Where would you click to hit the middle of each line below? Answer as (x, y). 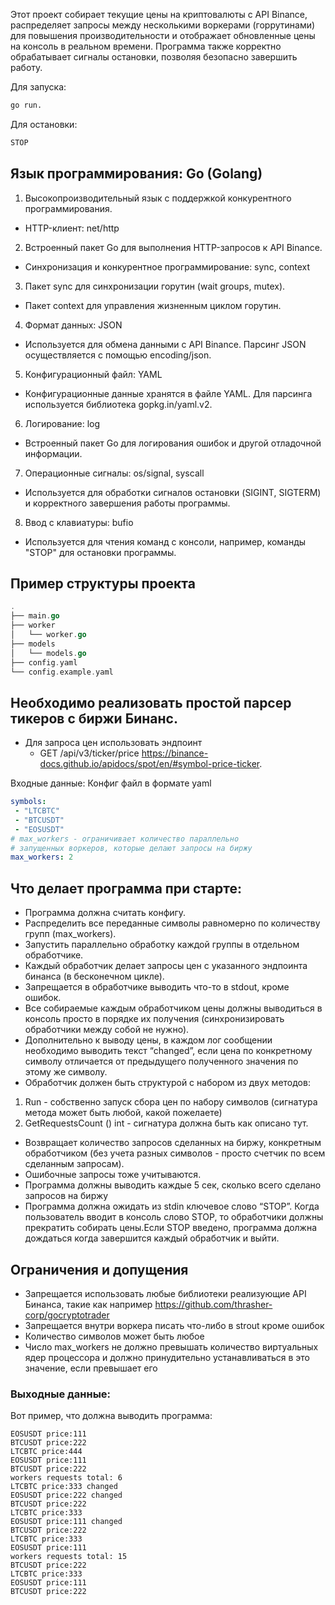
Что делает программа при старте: (126, 888)
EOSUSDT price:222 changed (66, 1495)
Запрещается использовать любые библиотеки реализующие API (165, 1293)
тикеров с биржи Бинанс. (94, 718)
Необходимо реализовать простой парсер (151, 702)
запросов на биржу (66, 1196)
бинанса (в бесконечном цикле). (94, 976)
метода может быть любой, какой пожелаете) (123, 1113)
